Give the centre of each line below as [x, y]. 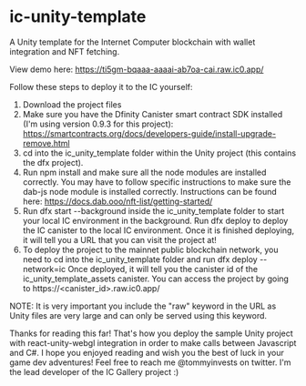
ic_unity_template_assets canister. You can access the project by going [156, 279]
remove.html [46, 143]
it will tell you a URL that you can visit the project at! [119, 239]
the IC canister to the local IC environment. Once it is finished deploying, [158, 230]
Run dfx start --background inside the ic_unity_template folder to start [153, 210]
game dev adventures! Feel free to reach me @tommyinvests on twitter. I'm [150, 362]
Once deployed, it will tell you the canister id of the [163, 269]
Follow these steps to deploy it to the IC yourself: [101, 86]
